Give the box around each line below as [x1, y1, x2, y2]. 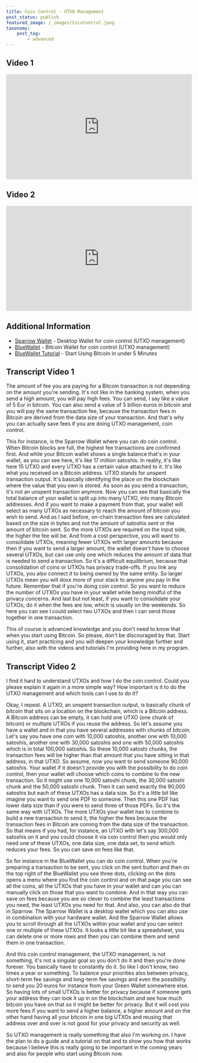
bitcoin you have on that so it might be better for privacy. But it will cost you [6, 1001, 190, 1008]
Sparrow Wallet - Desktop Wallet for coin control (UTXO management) [14, 337, 186, 344]
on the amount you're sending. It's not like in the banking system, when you [6, 389, 190, 396]
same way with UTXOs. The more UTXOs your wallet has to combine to [6, 808, 179, 816]
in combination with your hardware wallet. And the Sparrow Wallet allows [6, 914, 184, 921]
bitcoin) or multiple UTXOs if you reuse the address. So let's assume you [6, 720, 183, 727]
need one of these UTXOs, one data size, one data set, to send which [6, 840, 175, 847]
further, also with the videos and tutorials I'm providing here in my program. [6, 645, 190, 652]
